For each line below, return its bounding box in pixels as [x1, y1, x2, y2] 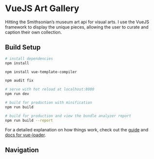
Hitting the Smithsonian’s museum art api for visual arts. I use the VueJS [5, 19, 150, 25]
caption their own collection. [5, 29, 62, 35]
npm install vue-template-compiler [5, 69, 77, 74]
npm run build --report [5, 118, 53, 123]
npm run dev [5, 92, 29, 96]
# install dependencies [5, 56, 53, 61]
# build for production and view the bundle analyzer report [5, 113, 132, 118]
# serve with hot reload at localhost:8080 [5, 87, 95, 92]
